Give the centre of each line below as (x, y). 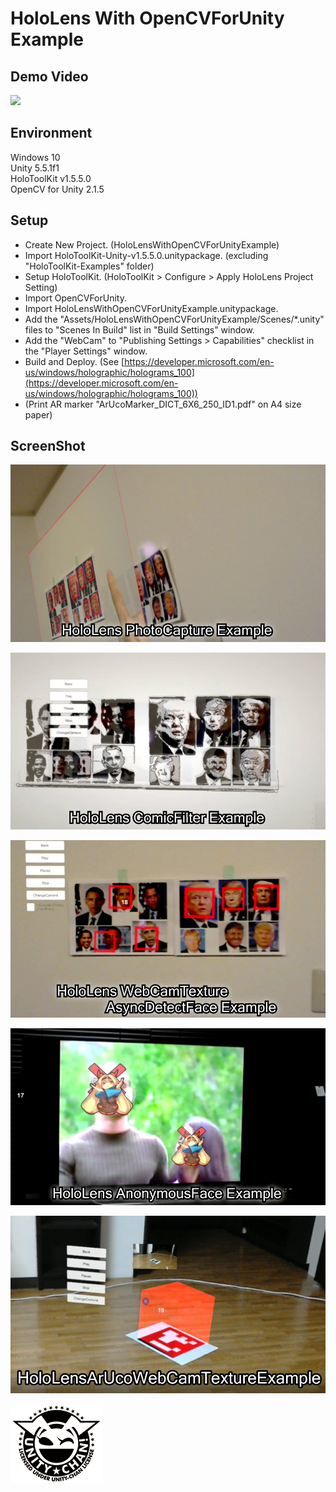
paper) (38, 414)
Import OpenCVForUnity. (75, 298)
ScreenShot (48, 446)
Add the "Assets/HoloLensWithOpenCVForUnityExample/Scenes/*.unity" (174, 319)
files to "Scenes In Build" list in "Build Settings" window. (139, 329)
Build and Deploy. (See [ (74, 361)
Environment (51, 133)
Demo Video (49, 76)
